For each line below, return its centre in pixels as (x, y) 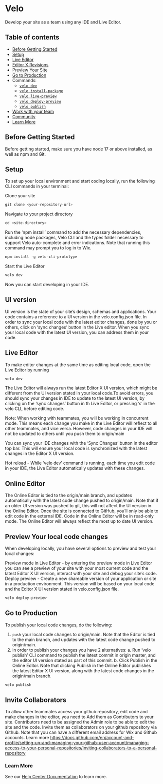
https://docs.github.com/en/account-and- (92, 738)
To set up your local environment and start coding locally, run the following (80, 181)
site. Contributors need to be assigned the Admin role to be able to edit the (80, 722)
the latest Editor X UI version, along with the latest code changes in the (83, 671)
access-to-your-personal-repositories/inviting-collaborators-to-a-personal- (81, 748)
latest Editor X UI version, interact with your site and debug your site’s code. (81, 573)
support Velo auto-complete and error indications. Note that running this (77, 243)
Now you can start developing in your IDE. (47, 284)
